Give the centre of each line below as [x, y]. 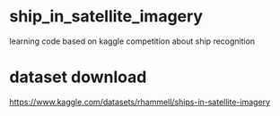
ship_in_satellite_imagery [106, 17]
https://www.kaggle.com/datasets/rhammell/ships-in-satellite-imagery [140, 102]
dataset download [78, 77]
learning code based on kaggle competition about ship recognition [132, 41]
